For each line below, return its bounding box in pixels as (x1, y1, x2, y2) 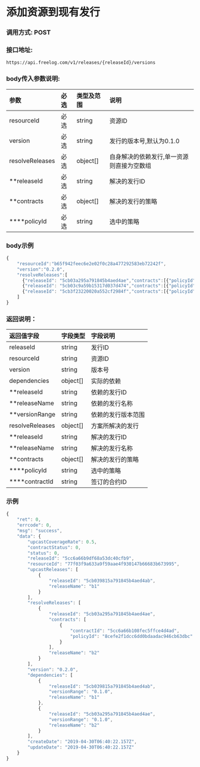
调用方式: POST (6, 28, 51, 36)
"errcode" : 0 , (17, 522, 52, 529)
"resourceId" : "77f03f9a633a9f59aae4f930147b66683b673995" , (27, 561, 180, 567)
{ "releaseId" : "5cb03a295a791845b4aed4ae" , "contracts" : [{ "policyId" (21, 277, 196, 284)
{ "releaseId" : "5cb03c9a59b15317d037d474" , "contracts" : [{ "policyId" (21, 283, 196, 289)
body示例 (6, 241, 34, 250)
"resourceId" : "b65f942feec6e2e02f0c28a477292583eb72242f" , (17, 260, 167, 266)
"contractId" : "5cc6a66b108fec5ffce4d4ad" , (70, 628, 180, 634)
